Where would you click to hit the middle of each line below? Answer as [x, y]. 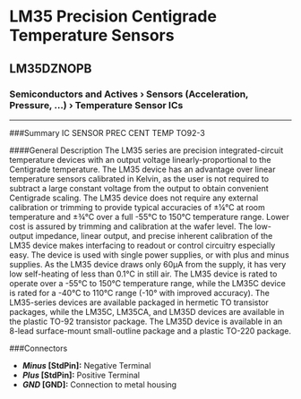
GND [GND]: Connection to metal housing [99, 384]
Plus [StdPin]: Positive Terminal [81, 375]
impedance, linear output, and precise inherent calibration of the [154, 235]
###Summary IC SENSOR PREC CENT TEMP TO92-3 [107, 132]
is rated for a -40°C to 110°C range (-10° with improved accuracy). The [140, 293]
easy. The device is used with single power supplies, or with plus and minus [149, 255]
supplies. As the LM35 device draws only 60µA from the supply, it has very [148, 264]
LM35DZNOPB [51, 68]
